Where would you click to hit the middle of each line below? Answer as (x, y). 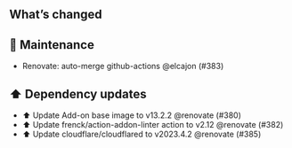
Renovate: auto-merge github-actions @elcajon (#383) (123, 66)
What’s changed (56, 15)
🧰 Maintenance (52, 45)
